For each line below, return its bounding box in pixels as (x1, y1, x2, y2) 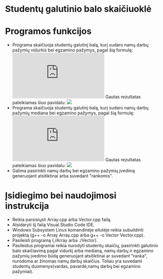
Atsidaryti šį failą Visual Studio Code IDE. (12, 222, 95, 228)
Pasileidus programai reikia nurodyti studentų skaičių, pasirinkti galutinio (12, 243, 158, 249)
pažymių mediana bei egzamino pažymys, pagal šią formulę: (12, 110, 135, 116)
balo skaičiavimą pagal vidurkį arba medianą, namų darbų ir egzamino (12, 248, 154, 254)
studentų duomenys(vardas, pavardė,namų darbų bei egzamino (12, 263, 141, 269)
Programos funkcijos (5, 26, 92, 37)
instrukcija (5, 200, 49, 212)
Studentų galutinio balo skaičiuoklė (5, 3, 152, 15)
